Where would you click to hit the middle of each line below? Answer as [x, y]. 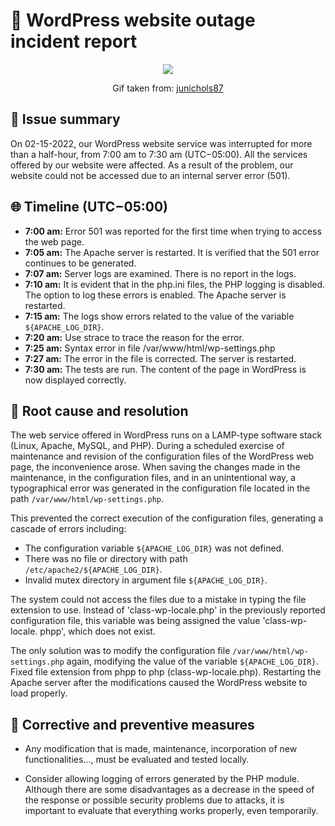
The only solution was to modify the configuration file [120, 651]
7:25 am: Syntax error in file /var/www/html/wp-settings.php [150, 348]
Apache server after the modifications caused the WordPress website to [159, 683]
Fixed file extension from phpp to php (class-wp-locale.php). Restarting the [166, 672]
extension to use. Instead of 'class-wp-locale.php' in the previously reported [168, 610]
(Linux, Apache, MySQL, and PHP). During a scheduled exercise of [147, 446]
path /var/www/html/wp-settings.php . [87, 499]
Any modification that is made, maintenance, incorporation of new [161, 749]
